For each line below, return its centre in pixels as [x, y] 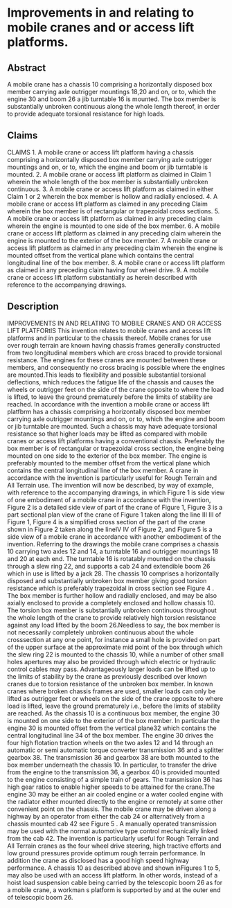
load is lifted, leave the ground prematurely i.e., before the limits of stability [114, 706]
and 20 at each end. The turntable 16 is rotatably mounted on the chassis [111, 558]
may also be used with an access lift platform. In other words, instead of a [113, 875]
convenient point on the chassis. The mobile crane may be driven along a [112, 809]
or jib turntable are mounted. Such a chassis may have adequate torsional [112, 426]
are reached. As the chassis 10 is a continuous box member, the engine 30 [114, 713]
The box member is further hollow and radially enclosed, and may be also [112, 595]
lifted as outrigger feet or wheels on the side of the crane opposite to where [115, 698]
